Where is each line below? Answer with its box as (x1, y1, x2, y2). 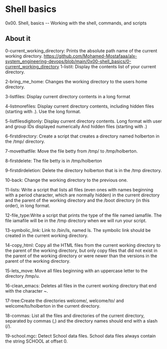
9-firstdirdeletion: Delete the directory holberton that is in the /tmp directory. (5, 167, 162, 173)
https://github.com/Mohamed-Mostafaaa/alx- (43, 53, 137, 59)
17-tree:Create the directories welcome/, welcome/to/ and (5, 298, 124, 304)
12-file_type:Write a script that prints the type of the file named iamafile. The (5, 212, 162, 218)
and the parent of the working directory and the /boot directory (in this (5, 197, 150, 203)
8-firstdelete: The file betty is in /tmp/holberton (5, 158, 102, 164)
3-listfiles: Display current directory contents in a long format (5, 93, 131, 99)
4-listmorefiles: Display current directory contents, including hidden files (5, 103, 155, 109)
